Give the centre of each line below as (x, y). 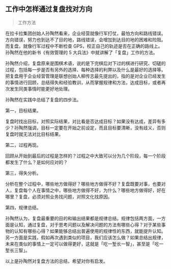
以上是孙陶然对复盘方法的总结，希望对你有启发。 (56, 261)
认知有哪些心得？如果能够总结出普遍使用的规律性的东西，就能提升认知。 (90, 231)
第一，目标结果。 (23, 110)
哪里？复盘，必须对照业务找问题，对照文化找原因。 (59, 197)
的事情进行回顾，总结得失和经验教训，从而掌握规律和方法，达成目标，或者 (83, 82)
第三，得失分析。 (23, 173)
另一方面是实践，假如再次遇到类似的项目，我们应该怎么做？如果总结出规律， (85, 237)
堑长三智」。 (18, 250)
